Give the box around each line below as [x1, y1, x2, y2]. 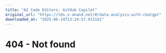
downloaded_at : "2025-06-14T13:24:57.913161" [5, 17, 104, 22]
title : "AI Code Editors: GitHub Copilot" [5, 7, 97, 13]
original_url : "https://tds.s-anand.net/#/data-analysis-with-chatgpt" [5, 12, 161, 17]
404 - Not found [5, 38, 76, 50]
